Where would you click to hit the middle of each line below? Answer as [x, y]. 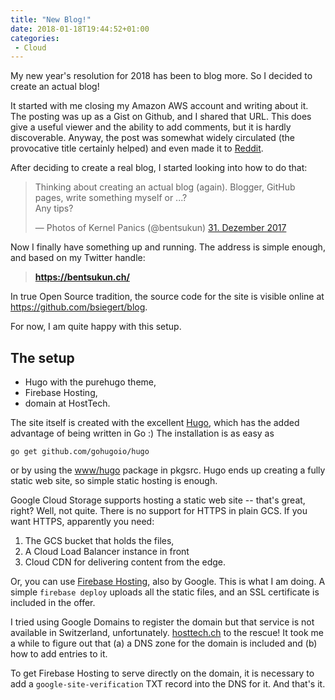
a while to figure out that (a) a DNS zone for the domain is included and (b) [164, 643]
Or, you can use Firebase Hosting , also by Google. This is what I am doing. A [168, 582]
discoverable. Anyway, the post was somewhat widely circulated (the [152, 138]
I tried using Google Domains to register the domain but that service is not [162, 622]
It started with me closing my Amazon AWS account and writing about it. [159, 106]
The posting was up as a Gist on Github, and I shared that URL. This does [161, 117]
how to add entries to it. [59, 654]
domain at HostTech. [67, 403]
